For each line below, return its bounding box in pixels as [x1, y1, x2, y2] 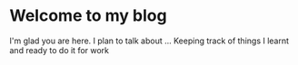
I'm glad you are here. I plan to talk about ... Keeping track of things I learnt [9, 35, 289, 46]
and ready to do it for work [9, 44, 110, 55]
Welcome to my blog [9, 5, 167, 26]
